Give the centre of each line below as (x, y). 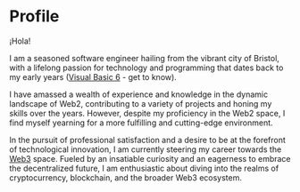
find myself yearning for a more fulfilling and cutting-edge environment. (142, 123)
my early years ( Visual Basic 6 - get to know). (93, 76)
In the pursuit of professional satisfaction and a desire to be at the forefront (147, 140)
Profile (34, 16)
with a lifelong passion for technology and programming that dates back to (146, 68)
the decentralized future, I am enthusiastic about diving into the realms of (144, 168)
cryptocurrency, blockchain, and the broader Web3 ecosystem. (126, 177)
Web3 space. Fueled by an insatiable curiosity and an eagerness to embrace (150, 158)
